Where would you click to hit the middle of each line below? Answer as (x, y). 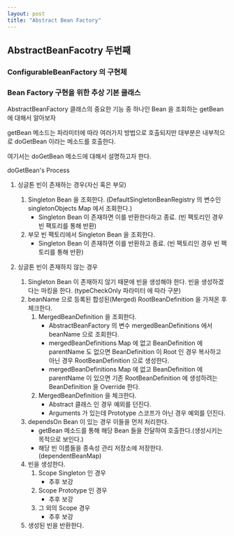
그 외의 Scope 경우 (64, 508)
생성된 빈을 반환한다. (56, 526)
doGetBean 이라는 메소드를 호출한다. (65, 141)
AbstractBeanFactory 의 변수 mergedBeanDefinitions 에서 (131, 325)
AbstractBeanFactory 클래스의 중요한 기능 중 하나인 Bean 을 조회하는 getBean (116, 109)
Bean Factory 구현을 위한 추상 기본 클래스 (74, 92)
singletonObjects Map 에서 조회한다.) (80, 209)
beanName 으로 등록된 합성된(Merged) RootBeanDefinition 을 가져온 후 (127, 299)
